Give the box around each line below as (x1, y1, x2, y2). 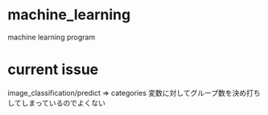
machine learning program (7, 32, 96, 42)
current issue (7, 60, 99, 79)
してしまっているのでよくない (7, 98, 106, 108)
